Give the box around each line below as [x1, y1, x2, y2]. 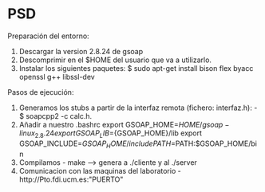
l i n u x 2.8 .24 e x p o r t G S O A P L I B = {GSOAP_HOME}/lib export [18, 128, 203, 139]
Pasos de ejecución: [7, 87, 74, 96]
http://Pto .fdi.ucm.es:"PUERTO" [18, 174, 124, 184]
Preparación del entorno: [7, 31, 89, 41]
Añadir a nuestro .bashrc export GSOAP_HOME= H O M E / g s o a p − [18, 120, 230, 129]
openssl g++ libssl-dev [18, 72, 95, 81]
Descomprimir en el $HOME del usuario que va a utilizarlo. [18, 55, 212, 65]
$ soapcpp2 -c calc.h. [18, 111, 93, 120]
